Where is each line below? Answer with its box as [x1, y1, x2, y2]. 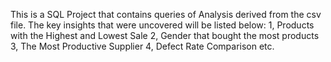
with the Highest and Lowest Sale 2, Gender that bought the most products [10, 30, 320, 41]
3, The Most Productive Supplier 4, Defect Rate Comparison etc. [10, 40, 275, 52]
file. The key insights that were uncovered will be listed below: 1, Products [10, 19, 315, 31]
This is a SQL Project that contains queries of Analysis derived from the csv [10, 9, 322, 20]
